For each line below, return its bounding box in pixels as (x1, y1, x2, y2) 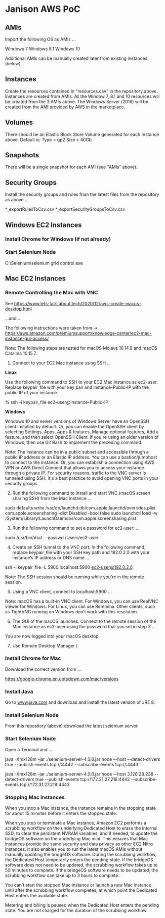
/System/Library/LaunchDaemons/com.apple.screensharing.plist (5, 515, 137, 521)
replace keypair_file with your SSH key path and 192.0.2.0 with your (12, 549, 150, 555)
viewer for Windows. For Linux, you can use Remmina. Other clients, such (5, 603, 155, 609)
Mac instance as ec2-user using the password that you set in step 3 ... (12, 623, 156, 629)
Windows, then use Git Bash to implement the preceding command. (5, 439, 143, 445)
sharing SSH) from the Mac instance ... (12, 495, 91, 501)
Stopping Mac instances (5, 794, 65, 801)
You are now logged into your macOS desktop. (5, 633, 100, 639)
